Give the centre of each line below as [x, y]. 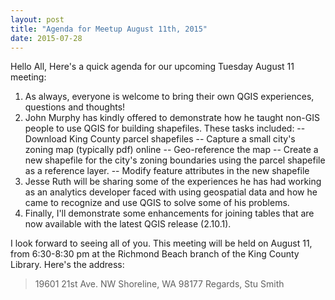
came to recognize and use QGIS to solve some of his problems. [157, 203]
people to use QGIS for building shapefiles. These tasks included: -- [165, 128]
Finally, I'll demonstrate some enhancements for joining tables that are [169, 213]
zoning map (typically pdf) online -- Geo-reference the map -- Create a [171, 150]
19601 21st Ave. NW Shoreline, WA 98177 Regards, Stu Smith [159, 284]
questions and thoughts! [75, 107]
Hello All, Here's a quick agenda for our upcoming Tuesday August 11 [152, 67]
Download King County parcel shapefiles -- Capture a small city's [160, 139]
